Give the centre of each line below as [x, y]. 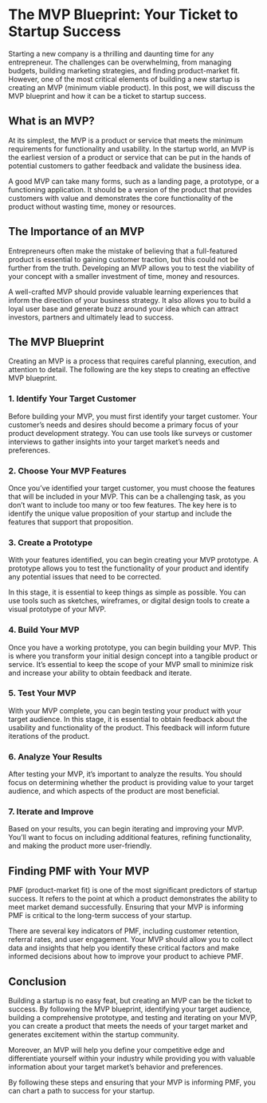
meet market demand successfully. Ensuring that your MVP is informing [126, 907]
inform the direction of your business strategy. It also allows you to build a [130, 300]
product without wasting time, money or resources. [92, 206]
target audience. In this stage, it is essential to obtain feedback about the [128, 719]
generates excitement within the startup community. [94, 1034]
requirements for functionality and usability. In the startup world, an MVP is [131, 148]
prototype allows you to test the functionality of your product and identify [129, 568]
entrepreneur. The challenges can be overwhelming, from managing [120, 62]
